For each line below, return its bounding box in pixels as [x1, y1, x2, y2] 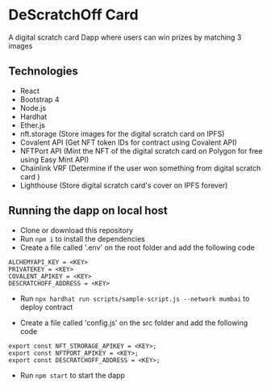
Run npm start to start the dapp [19, 370, 125, 380]
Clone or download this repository [19, 225, 134, 235]
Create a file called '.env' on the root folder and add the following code [19, 242, 256, 252]
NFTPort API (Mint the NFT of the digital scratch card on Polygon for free [19, 145, 263, 155]
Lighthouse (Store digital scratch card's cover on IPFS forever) [19, 180, 228, 190]
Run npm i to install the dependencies [19, 234, 145, 243]
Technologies [8, 65, 79, 78]
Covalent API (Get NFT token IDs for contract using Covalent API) [19, 137, 238, 147]
